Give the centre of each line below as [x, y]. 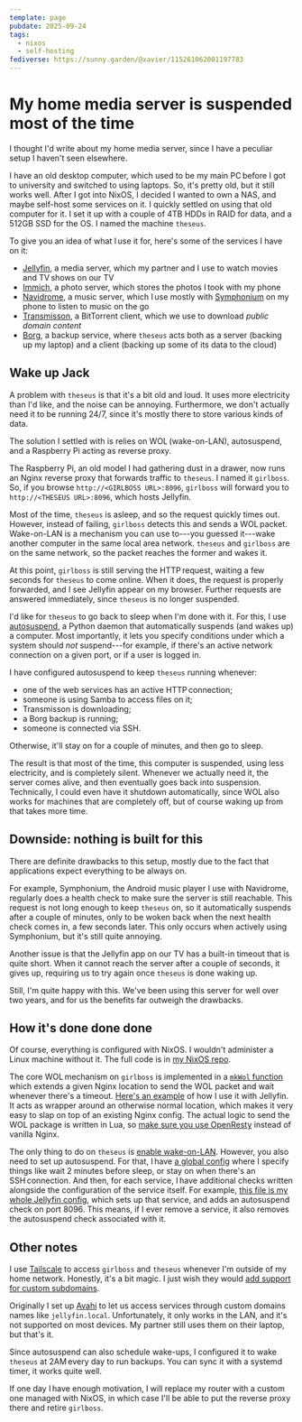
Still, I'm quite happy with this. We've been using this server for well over [144, 990]
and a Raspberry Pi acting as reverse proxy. [90, 450]
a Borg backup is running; [70, 718]
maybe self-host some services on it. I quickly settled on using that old [141, 204]
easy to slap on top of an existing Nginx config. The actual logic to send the [150, 1115]
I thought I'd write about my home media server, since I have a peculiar [141, 148]
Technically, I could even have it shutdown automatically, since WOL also [144, 791]
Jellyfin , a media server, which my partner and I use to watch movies [150, 268]
